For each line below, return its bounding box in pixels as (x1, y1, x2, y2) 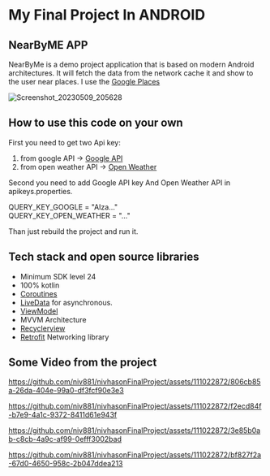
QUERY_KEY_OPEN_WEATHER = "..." (8, 210, 131, 220)
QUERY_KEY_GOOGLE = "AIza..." (8, 201, 118, 212)
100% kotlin (19, 280, 60, 290)
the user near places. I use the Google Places (8, 77, 161, 86)
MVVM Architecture (19, 314, 87, 324)
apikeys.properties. (8, 186, 73, 196)
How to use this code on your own (8, 116, 184, 130)
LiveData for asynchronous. (19, 297, 114, 307)
